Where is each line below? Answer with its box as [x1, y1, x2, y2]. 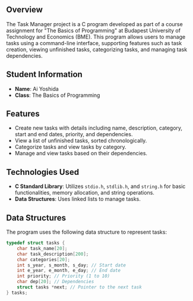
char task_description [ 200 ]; [17, 251, 89, 257]
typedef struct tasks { [6, 240, 65, 246]
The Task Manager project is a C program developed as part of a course [6, 20, 183, 27]
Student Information [6, 70, 83, 80]
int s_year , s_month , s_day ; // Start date [17, 262, 126, 268]
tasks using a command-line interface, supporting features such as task [6, 39, 182, 46]
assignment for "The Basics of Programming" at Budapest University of [6, 27, 181, 34]
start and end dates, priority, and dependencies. [14, 131, 133, 138]
